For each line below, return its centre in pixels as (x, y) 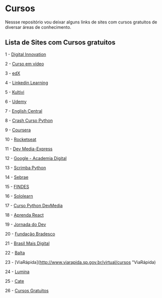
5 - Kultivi (15, 92)
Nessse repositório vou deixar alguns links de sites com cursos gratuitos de (81, 22)
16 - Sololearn (19, 196)
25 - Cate (15, 281)
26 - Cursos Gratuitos (27, 290)
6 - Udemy (16, 101)
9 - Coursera (18, 130)
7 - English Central (24, 111)
